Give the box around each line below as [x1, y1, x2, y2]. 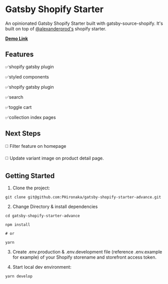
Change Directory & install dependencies [12, 204, 98, 210]
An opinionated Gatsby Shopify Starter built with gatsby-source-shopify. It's [5, 20, 163, 26]
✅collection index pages [5, 114, 57, 120]
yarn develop [5, 274, 33, 279]
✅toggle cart [5, 104, 32, 110]
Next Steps [5, 129, 41, 138]
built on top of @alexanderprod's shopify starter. [5, 25, 106, 31]
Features [5, 50, 34, 59]
